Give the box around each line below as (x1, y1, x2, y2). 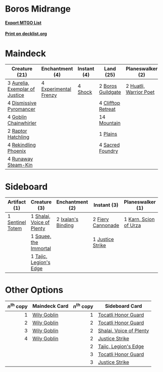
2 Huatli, (126, 83, 145, 89)
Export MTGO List (5, 19, 42, 25)
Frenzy (41, 92, 57, 99)
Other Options (5, 285, 64, 296)
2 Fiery (93, 216, 109, 223)
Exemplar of (7, 86, 35, 93)
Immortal (31, 245, 51, 252)
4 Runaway (7, 155, 33, 162)
